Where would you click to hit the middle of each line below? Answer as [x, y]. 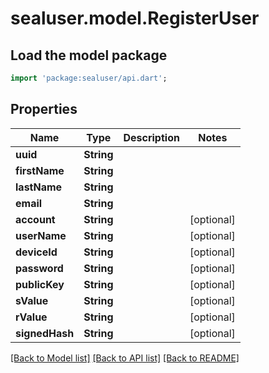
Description [151, 137]
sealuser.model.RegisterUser [135, 18]
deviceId [36, 252]
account [35, 219]
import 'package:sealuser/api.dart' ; [89, 78]
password [39, 268]
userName [41, 235]
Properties [44, 109]
